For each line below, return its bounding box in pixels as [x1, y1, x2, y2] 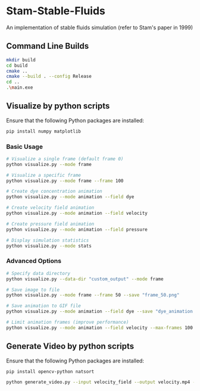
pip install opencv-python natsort [6, 368, 95, 374]
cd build [6, 62, 28, 68]
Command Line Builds [6, 41, 89, 51]
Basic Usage [6, 142, 43, 151]
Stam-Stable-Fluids [6, 4, 105, 18]
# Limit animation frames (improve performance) [6, 320, 129, 326]
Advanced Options [6, 257, 61, 265]
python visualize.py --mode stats [6, 243, 92, 249]
